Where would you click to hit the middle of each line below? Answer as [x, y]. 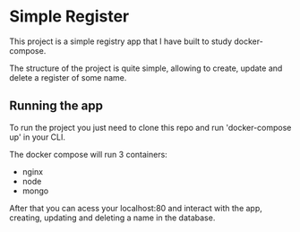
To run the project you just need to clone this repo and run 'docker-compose [150, 127]
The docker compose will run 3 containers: [88, 154]
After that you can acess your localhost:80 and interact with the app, [136, 208]
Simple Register [69, 17]
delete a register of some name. [68, 77]
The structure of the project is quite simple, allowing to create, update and [146, 68]
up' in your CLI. [37, 137]
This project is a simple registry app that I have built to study [121, 41]
